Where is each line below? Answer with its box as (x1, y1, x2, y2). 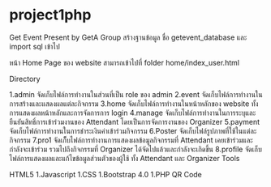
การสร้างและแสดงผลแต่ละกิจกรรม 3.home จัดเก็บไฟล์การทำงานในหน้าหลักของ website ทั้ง (9, 99, 259, 108)
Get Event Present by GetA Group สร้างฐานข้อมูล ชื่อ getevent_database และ (9, 32, 247, 42)
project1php (9, 6, 92, 24)
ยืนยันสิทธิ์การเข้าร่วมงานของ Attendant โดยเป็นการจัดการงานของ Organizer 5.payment (9, 117, 260, 126)
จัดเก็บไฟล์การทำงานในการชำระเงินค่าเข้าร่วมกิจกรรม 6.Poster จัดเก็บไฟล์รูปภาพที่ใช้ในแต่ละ (9, 125, 257, 135)
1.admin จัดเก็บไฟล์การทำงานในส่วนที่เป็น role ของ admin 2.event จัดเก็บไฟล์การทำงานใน (9, 89, 263, 99)
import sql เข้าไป (9, 41, 60, 51)
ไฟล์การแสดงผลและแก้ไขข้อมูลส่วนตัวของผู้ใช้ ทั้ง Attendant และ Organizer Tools (9, 153, 240, 163)
